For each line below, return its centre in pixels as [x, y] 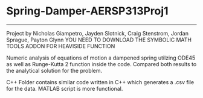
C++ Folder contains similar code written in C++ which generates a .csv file [100, 82]
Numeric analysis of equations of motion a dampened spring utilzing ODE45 [101, 58]
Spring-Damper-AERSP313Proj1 [87, 11]
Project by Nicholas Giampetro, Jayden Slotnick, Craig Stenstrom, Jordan [98, 33]
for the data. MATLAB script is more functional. [65, 88]
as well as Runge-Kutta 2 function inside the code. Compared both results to [101, 64]
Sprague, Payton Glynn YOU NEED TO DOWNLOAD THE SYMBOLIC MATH [99, 40]
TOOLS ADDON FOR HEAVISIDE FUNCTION [61, 46]
